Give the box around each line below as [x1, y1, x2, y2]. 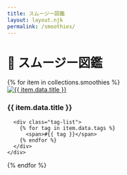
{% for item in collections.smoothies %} [7, 78, 121, 86]
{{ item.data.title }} [7, 103, 72, 113]
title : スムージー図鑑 [7, 10, 66, 17]
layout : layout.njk [7, 17, 63, 24]
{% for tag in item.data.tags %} [19, 125, 116, 131]
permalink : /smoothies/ [7, 23, 76, 30]
